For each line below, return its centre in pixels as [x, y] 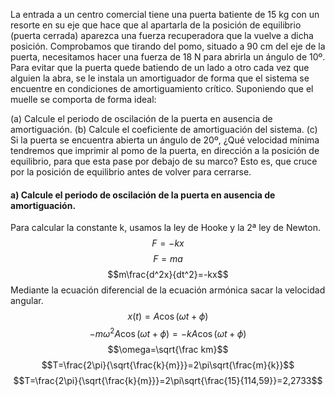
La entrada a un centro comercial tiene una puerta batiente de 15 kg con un [165, 14]
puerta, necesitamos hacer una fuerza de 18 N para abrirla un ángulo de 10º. [168, 57]
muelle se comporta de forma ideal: [83, 99]
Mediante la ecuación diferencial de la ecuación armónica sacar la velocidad [168, 290]
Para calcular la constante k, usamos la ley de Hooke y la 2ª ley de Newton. [165, 228]
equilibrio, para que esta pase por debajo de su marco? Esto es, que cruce [164, 161]
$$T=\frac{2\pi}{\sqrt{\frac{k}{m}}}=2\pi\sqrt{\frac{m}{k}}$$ [168, 365]
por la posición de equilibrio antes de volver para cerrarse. [131, 172]
